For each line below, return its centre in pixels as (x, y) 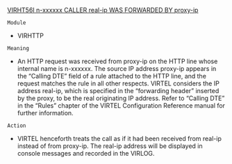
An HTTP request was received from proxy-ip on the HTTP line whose (117, 61)
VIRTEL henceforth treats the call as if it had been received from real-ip (119, 139)
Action (17, 126)
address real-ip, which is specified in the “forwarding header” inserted (118, 91)
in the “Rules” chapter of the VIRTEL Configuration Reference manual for (121, 106)
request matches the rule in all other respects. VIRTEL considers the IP (118, 83)
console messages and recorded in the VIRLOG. (86, 153)
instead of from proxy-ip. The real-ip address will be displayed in (110, 146)
